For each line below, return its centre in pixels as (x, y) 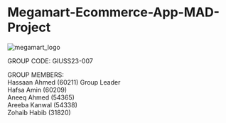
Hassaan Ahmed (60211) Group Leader (64, 82)
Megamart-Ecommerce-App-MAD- (114, 12)
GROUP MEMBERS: (36, 75)
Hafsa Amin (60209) (37, 90)
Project (29, 27)
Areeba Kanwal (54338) (43, 105)
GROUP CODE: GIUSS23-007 (50, 60)
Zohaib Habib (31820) (39, 112)
